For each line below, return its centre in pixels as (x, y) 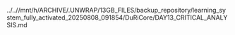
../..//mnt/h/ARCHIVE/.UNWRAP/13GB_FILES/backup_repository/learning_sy (116, 10)
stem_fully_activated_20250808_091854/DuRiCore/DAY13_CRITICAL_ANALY (117, 17)
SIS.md (17, 25)
